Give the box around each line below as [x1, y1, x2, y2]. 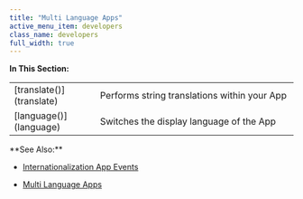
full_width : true [9, 38, 75, 48]
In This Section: [9, 63, 69, 74]
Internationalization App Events [22, 162, 139, 173]
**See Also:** [9, 144, 63, 155]
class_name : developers [9, 30, 99, 39]
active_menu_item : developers [9, 22, 124, 31]
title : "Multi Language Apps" [9, 13, 124, 23]
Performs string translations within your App [99, 90, 287, 102]
